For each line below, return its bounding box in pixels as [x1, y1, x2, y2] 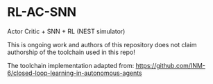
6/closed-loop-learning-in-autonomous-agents [7, 69, 142, 77]
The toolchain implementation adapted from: [7, 61, 135, 69]
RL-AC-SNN [7, 4, 77, 20]
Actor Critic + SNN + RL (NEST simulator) [7, 27, 126, 35]
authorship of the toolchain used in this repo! [7, 48, 135, 56]
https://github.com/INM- [135, 61, 206, 69]
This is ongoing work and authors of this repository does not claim [7, 40, 197, 49]
